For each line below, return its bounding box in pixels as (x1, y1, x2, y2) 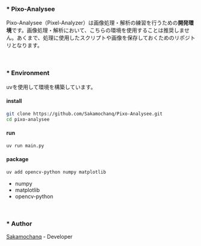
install (6, 97, 22, 105)
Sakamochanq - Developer (6, 233, 73, 240)
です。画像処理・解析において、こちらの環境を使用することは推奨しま (11, 26, 185, 34)
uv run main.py (6, 143, 45, 149)
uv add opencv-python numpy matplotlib (6, 169, 107, 175)
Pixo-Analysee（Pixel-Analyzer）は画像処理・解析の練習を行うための (6, 19, 179, 26)
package (6, 156, 29, 163)
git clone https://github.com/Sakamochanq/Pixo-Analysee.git (6, 111, 163, 117)
